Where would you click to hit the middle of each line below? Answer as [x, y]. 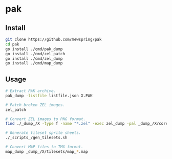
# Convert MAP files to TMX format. [44, 147]
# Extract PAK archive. [31, 91]
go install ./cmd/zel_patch [35, 54]
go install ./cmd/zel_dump [34, 59]
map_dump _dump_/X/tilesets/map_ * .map [47, 151]
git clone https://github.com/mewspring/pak [53, 39]
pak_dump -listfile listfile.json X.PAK [49, 96]
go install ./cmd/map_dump [34, 63]
